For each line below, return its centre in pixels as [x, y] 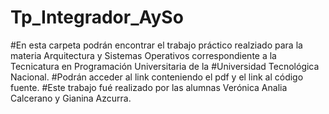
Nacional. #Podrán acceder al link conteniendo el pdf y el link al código [157, 77]
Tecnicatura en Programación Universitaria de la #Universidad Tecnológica [165, 66]
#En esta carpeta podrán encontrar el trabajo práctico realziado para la [156, 45]
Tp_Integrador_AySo [97, 17]
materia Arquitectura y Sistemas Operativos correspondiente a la [143, 55]
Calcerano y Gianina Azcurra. [71, 98]
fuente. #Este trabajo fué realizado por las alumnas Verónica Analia [149, 87]
